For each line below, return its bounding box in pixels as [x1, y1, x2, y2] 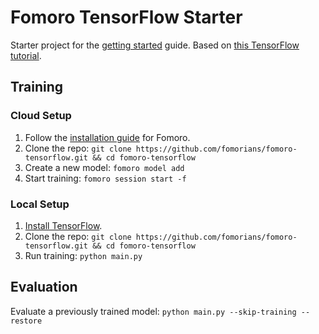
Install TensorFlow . [24, 219, 103, 231]
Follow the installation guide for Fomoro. [24, 131, 191, 143]
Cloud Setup [10, 109, 72, 123]
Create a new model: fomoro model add [24, 161, 185, 173]
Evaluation [10, 279, 78, 296]
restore [10, 316, 43, 326]
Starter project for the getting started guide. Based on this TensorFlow [10, 39, 300, 51]
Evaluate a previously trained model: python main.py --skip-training [10, 305, 297, 317]
